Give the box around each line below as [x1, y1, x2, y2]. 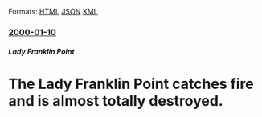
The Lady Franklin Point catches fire [8, 75, 255, 93]
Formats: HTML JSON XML [8, 7, 98, 16]
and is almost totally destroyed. [8, 91, 223, 110]
